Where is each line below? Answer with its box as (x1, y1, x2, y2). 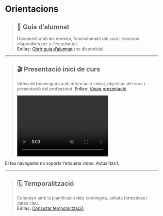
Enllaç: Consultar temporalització (16, 205, 84, 211)
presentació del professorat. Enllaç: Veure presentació (16, 86, 127, 91)
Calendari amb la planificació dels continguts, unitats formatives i (16, 195, 147, 200)
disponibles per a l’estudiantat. (16, 41, 79, 47)
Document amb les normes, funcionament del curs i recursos (16, 36, 140, 41)
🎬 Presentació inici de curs (16, 65, 100, 73)
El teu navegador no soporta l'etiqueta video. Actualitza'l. (5, 160, 120, 166)
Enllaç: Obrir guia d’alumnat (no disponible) (16, 46, 104, 52)
